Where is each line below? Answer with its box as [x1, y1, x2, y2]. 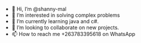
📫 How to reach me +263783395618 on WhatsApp [11, 31, 136, 37]
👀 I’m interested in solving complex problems [11, 12, 120, 19]
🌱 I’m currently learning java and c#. [11, 18, 99, 24]
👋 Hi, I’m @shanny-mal [11, 6, 67, 12]
